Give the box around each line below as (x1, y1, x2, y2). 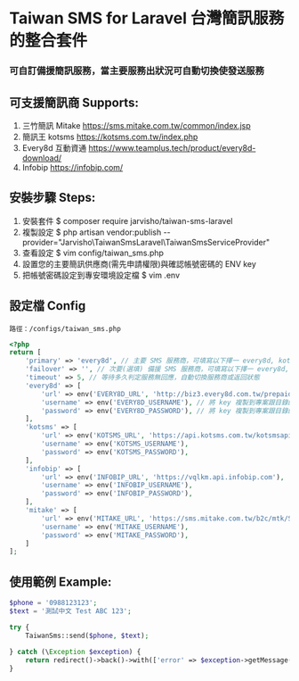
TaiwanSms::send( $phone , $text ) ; (25, 631, 149, 640)
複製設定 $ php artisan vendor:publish (21, 227, 162, 237)
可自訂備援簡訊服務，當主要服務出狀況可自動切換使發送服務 (9, 64, 265, 77)
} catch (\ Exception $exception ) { (9, 648, 141, 657)
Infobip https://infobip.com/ (21, 162, 124, 172)
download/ (21, 153, 62, 163)
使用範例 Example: (9, 574, 112, 589)
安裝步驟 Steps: (9, 190, 96, 205)
